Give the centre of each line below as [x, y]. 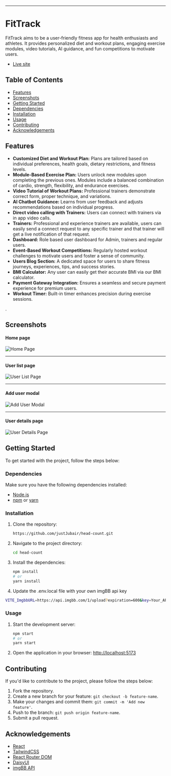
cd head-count [27, 553]
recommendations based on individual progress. [63, 207]
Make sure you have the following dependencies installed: [66, 484]
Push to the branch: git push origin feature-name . [66, 712]
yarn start [24, 643]
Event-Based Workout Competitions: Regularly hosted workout [80, 250]
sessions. [23, 299]
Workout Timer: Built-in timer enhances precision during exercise [82, 294]
